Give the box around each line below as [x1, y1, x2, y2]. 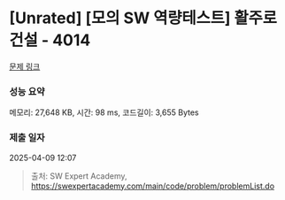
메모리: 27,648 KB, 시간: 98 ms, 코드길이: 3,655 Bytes [9, 107, 199, 118]
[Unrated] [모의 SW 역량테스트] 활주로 [9, 8, 277, 28]
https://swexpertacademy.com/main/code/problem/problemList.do [30, 181, 275, 191]
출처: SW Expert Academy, [30, 170, 127, 181]
